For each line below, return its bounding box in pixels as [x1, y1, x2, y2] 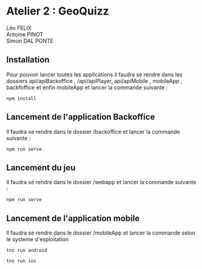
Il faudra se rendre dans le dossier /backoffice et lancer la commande [6, 128, 180, 135]
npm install [6, 95, 36, 101]
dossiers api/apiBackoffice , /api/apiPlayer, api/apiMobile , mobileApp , [6, 77, 183, 84]
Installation [6, 55, 50, 65]
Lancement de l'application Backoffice [6, 112, 155, 122]
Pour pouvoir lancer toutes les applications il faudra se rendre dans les [6, 71, 183, 78]
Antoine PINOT [6, 30, 44, 38]
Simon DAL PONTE [6, 37, 54, 44]
